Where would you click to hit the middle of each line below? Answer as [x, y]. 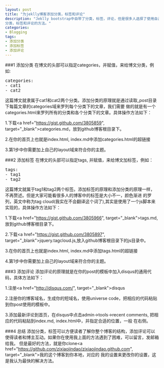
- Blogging [16, 32]
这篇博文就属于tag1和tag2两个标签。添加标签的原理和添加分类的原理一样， [80, 189]
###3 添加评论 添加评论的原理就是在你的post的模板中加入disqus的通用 [76, 271]
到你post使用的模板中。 [29, 304]
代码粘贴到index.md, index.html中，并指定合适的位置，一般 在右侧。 [82, 321]
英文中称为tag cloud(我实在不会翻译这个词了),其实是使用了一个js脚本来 [84, 201]
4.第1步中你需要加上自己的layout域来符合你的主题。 [57, 261]
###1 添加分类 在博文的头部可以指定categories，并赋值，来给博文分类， [78, 65]
